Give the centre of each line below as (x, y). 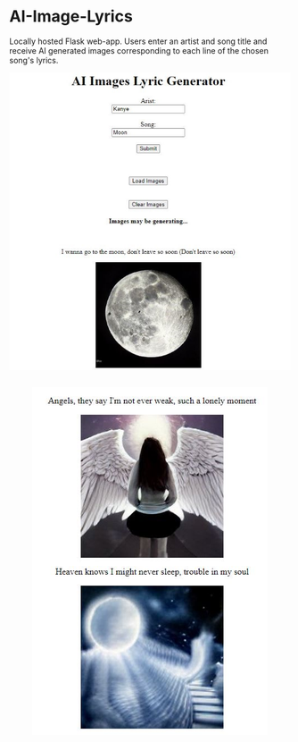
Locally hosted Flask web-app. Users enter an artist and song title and (138, 41)
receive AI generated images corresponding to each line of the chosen (139, 50)
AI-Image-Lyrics (71, 17)
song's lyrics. (34, 60)
